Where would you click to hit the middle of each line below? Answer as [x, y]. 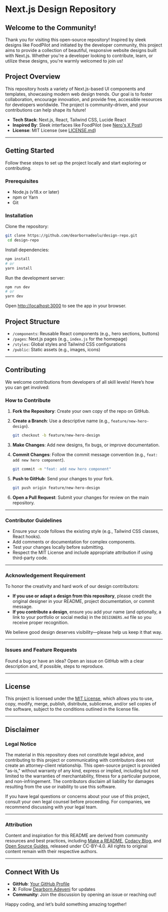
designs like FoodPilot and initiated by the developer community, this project [84, 45]
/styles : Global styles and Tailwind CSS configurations [69, 344]
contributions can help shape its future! [46, 110]
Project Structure [32, 321]
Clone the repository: [27, 227]
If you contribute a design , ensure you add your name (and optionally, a [87, 612]
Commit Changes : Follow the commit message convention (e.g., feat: [85, 455]
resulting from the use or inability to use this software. [61, 787]
